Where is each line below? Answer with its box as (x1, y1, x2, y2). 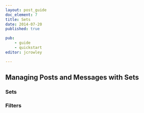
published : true (5, 26, 40, 32)
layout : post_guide (5, 7, 47, 13)
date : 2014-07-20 (5, 21, 42, 27)
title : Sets (5, 17, 31, 22)
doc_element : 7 (5, 12, 38, 17)
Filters (5, 102, 22, 109)
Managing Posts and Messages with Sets (5, 73, 139, 82)
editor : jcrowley (5, 49, 42, 55)
